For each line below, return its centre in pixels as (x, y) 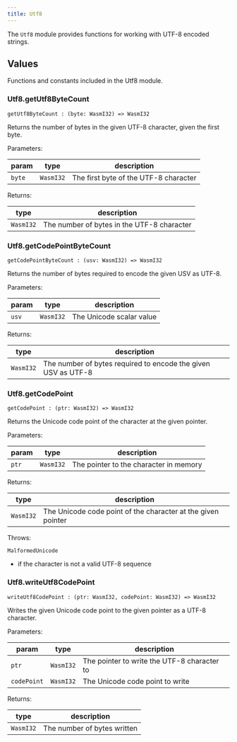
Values (23, 64)
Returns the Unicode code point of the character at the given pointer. (108, 421)
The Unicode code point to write (136, 681)
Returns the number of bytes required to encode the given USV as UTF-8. (115, 274)
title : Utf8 (25, 14)
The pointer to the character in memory (137, 464)
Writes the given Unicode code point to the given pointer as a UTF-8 (107, 610)
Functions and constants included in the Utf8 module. (85, 81)
